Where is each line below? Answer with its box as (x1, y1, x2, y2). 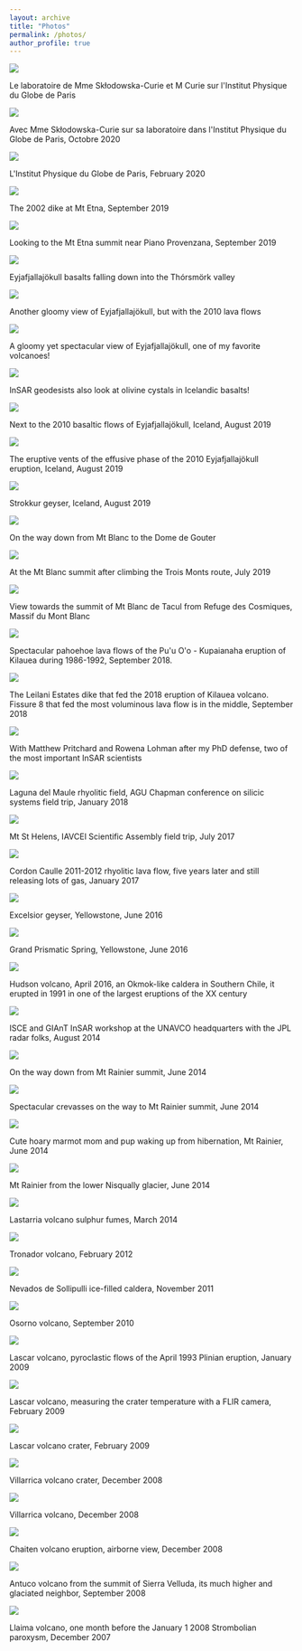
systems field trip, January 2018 (9, 797, 129, 807)
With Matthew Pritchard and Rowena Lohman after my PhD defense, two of (9, 743, 288, 754)
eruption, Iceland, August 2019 (9, 463, 124, 475)
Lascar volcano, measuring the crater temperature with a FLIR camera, (9, 1396, 272, 1407)
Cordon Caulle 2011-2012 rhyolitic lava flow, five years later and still (9, 865, 260, 877)
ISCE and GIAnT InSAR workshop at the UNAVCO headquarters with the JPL (9, 1023, 292, 1033)
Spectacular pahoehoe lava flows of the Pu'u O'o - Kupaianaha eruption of (9, 646, 287, 656)
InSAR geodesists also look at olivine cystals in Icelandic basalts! (9, 385, 250, 396)
